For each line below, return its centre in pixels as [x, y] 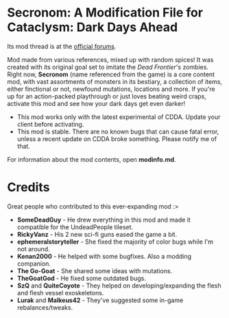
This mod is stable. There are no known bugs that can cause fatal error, [118, 131]
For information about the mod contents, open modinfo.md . [92, 159]
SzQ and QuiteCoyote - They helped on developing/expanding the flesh [119, 285]
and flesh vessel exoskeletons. [60, 293]
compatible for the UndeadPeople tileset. [75, 227]
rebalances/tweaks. [45, 307]
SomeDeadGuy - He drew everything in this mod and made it [104, 220]
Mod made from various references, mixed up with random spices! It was [110, 59]
